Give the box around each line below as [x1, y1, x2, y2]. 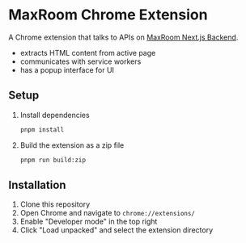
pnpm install [19, 125, 65, 134]
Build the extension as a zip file [19, 140, 125, 150]
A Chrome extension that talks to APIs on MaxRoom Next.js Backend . [8, 32, 239, 42]
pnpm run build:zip [19, 156, 87, 164]
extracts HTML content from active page [19, 48, 156, 57]
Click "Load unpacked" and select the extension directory [19, 225, 214, 235]
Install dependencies [19, 110, 91, 119]
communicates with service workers [19, 57, 142, 66]
